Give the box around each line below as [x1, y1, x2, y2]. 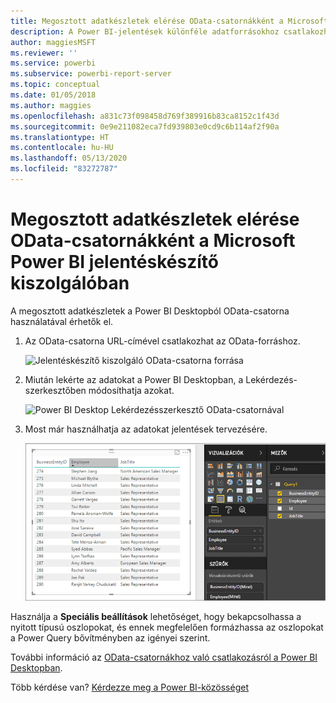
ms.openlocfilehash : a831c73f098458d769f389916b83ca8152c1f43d [10, 111, 280, 121]
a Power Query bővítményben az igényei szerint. [10, 631, 211, 644]
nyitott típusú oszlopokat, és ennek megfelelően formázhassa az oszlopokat [10, 621, 324, 633]
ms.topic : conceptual [10, 80, 101, 90]
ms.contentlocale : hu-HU [10, 143, 114, 153]
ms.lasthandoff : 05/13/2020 [10, 153, 128, 164]
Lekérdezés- [245, 373, 298, 385]
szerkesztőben [24, 384, 87, 396]
